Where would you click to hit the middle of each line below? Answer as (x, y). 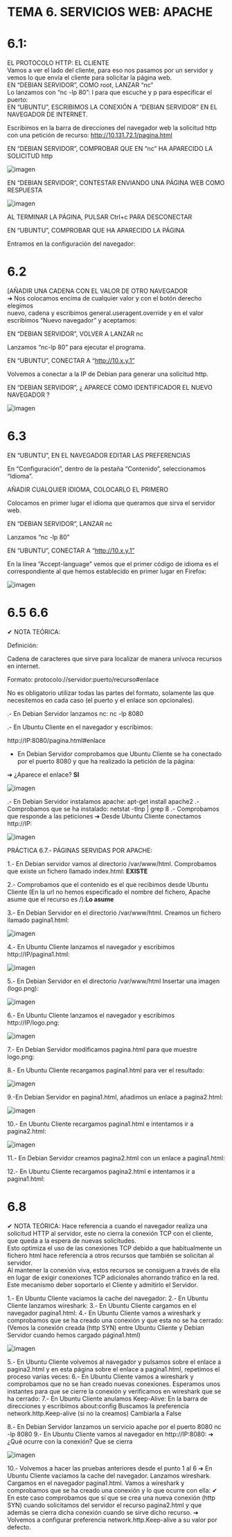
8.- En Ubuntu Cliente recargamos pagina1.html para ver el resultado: (106, 1070)
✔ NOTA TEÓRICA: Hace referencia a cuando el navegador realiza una (107, 1225)
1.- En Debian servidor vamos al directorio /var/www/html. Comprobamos (112, 863)
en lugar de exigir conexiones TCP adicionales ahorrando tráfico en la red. (113, 1277)
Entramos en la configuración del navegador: (71, 244)
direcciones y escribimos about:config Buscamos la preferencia (98, 1405)
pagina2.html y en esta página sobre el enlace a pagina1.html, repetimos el (114, 1369)
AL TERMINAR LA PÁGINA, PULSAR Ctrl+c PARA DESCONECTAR (100, 217)
